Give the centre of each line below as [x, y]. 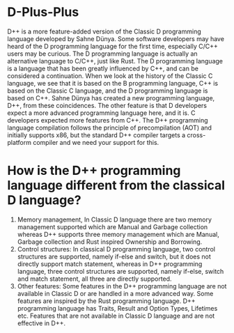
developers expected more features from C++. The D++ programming [108, 120]
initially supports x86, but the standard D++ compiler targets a [96, 135]
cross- [196, 135]
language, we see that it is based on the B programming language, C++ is [112, 83]
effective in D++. [41, 323]
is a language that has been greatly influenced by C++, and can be [103, 68]
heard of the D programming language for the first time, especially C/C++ [112, 46]
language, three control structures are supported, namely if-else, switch [120, 271]
